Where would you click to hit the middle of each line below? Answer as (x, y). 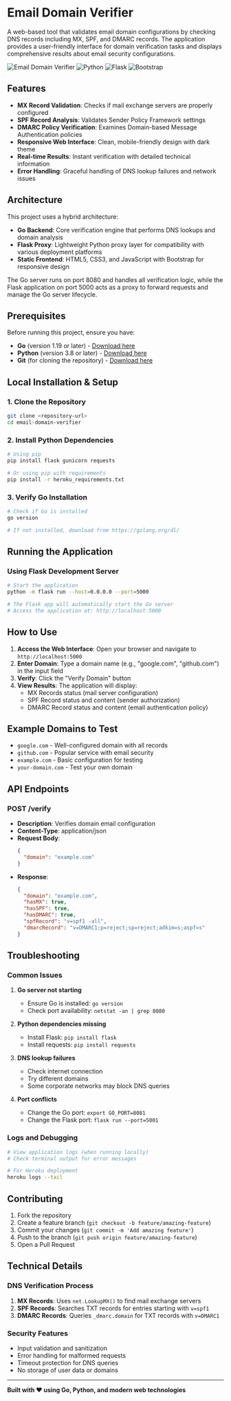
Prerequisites (36, 316)
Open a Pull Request (46, 1244)
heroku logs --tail (35, 1177)
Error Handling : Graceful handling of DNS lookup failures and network (117, 171)
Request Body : (38, 838)
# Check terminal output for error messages (72, 1158)
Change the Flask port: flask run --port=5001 (93, 1120)
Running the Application (60, 552)
